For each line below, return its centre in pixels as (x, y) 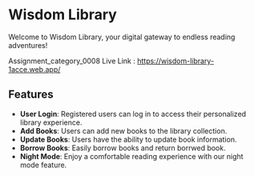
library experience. (51, 122)
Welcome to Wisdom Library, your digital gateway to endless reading (122, 37)
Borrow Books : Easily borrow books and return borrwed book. (123, 148)
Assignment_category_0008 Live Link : (72, 61)
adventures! (28, 45)
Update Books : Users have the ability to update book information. (128, 139)
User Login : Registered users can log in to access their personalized (133, 114)
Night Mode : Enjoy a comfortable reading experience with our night (131, 156)
